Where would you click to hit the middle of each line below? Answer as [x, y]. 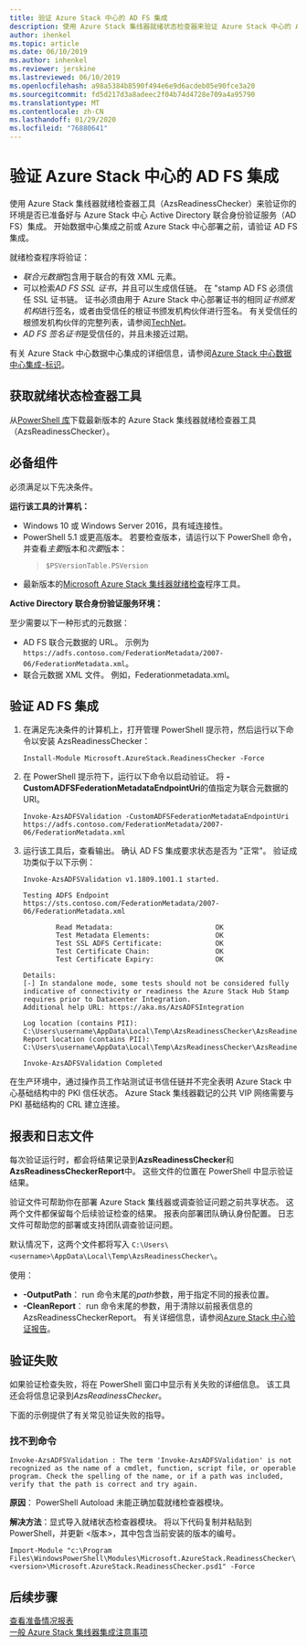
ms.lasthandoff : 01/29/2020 [63, 120]
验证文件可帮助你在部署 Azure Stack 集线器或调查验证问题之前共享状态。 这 [152, 1202]
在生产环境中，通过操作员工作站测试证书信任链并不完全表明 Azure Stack [145, 1082]
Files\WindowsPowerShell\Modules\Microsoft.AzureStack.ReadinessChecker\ [153, 1559]
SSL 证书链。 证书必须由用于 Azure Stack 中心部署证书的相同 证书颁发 [164, 299]
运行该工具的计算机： [49, 506]
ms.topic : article [44, 43]
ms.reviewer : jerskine [53, 69]
